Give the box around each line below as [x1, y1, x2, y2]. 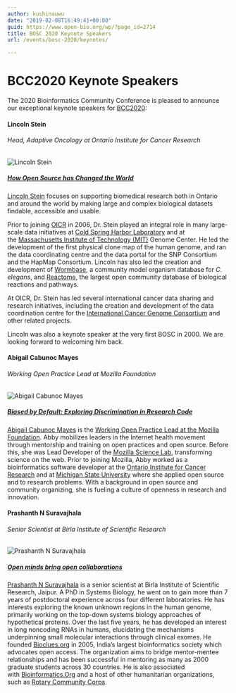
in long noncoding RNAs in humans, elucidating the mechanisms [7, 625, 194, 634]
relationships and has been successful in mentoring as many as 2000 [7, 656, 209, 664]
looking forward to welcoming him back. [7, 337, 124, 346]
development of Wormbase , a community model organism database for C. [7, 265, 223, 273]
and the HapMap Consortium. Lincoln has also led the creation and [7, 258, 201, 266]
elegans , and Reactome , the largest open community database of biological [7, 273, 227, 281]
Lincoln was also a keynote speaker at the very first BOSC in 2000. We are [7, 330, 223, 338]
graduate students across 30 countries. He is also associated [7, 663, 185, 671]
